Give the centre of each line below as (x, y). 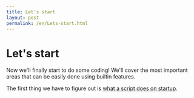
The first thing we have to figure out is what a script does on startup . (92, 88)
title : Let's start (31, 12)
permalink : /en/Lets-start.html (47, 23)
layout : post (23, 18)
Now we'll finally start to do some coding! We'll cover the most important (97, 70)
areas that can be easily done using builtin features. (71, 77)
